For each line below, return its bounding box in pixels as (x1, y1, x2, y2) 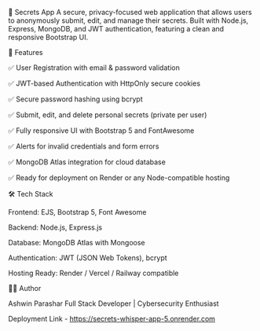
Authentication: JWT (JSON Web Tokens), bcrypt (8, 253, 167, 263)
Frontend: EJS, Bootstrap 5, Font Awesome (8, 208, 147, 216)
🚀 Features (8, 48, 43, 57)
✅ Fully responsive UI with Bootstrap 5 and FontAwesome (8, 126, 195, 135)
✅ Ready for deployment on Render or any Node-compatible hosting (8, 173, 230, 182)
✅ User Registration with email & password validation (8, 63, 181, 72)
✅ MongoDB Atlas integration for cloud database (8, 157, 167, 167)
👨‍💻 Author (8, 284, 42, 292)
